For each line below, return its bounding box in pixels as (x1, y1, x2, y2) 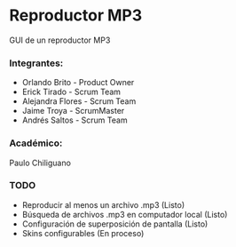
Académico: (9, 137, 63, 149)
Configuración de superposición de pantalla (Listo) (21, 219, 208, 229)
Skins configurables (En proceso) (21, 227, 145, 238)
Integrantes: (9, 57, 64, 69)
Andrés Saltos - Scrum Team (21, 115, 128, 125)
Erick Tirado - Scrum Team (21, 86, 122, 98)
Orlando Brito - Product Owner (21, 77, 135, 88)
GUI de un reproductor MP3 (9, 35, 111, 45)
